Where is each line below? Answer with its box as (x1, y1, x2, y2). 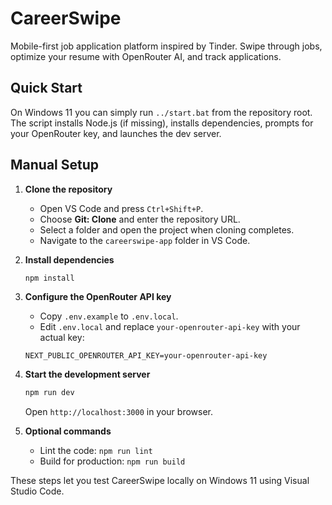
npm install (24, 273, 75, 283)
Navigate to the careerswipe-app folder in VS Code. (39, 234, 251, 246)
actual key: (39, 332, 85, 344)
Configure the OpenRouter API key (24, 291, 172, 303)
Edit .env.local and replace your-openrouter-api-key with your (39, 321, 301, 333)
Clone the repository (24, 183, 113, 195)
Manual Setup (10, 157, 100, 174)
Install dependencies (24, 253, 115, 266)
